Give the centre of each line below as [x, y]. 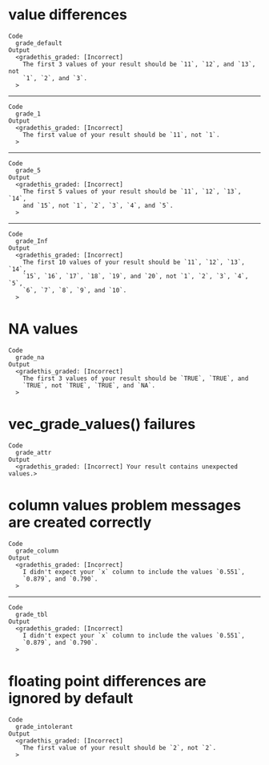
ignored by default [71, 698]
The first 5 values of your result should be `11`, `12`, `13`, [132, 191]
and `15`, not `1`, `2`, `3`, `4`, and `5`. [98, 205]
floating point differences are [107, 681]
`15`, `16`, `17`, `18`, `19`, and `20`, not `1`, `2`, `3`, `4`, [136, 276]
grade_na [30, 357]
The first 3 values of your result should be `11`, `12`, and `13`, [139, 64]
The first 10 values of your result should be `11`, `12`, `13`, [134, 262]
